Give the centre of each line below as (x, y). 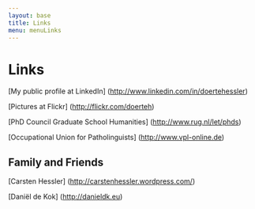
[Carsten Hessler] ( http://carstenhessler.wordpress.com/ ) (102, 181)
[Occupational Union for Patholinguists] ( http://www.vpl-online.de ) (116, 137)
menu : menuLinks (35, 30)
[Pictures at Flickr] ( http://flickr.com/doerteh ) (81, 107)
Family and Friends (56, 162)
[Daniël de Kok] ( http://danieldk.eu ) (66, 197)
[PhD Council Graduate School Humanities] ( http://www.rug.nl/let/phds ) (125, 122)
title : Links (30, 23)
